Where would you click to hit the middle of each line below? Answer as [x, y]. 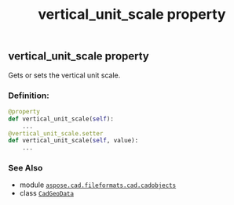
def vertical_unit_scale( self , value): [73, 141]
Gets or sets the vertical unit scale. [64, 75]
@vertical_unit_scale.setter [56, 133]
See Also [26, 168]
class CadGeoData [47, 193]
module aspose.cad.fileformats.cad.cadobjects [98, 185]
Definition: [29, 95]
